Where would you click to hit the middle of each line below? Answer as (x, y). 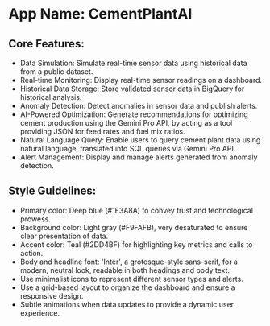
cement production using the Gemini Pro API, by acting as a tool (126, 123)
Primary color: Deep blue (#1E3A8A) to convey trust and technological (137, 210)
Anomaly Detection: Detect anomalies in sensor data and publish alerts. (139, 106)
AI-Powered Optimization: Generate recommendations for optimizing (134, 114)
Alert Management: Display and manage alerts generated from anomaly (139, 157)
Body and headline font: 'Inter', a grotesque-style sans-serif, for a (129, 262)
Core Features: (46, 44)
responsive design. (52, 295)
